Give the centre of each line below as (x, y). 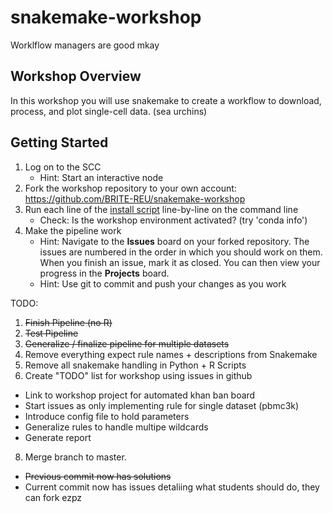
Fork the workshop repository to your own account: (130, 188)
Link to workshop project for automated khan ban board (140, 395)
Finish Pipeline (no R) (68, 322)
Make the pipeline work (73, 230)
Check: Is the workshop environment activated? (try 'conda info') (173, 220)
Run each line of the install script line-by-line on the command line (161, 209)
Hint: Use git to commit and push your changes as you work (163, 283)
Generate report (58, 437)
